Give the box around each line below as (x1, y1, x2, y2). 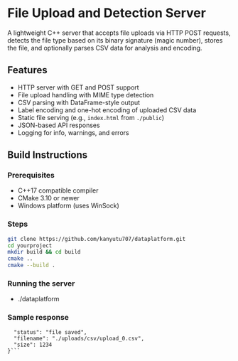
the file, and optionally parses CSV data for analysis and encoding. (7, 43, 202, 52)
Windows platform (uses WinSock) (17, 201, 119, 210)
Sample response (7, 313, 70, 323)
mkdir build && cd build (7, 249, 81, 256)
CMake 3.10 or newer (17, 194, 80, 203)
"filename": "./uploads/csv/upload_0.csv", (13, 335, 144, 342)
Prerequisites (7, 171, 55, 180)
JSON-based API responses (17, 121, 101, 129)
